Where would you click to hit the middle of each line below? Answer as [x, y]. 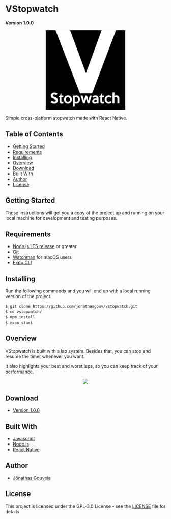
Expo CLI [22, 263]
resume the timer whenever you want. [45, 356]
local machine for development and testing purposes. [61, 218]
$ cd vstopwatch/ [24, 312]
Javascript [24, 439]
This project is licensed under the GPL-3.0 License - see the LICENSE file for [85, 506]
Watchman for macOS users [42, 257]
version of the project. [28, 296]
